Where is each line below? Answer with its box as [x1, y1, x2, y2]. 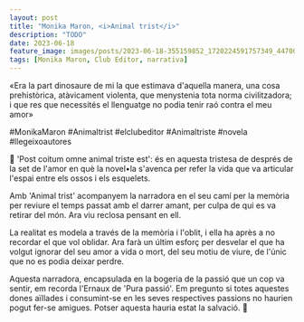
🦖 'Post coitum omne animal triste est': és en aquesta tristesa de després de [9, 154, 293, 164]
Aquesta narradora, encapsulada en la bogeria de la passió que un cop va [9, 273, 285, 284]
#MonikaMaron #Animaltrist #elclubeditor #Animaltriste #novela [9, 127, 248, 137]
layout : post [9, 13, 59, 23]
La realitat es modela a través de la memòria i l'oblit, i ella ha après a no [9, 227, 276, 238]
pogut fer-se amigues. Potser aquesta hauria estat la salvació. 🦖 [9, 302, 249, 313]
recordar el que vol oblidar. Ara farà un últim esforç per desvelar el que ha [9, 237, 285, 247]
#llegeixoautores [9, 137, 72, 147]
